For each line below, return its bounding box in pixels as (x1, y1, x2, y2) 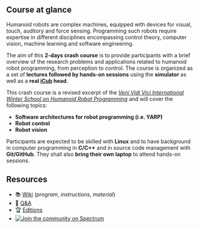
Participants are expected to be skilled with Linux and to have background (6, 138, 191, 145)
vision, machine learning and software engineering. (6, 40, 134, 47)
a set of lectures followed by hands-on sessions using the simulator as (6, 70, 187, 78)
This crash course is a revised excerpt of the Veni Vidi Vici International (6, 88, 184, 96)
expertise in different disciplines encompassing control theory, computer (6, 33, 187, 41)
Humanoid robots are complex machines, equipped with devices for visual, (6, 20, 192, 28)
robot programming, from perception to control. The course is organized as (6, 64, 193, 72)
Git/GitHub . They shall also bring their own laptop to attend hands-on (6, 150, 181, 158)
